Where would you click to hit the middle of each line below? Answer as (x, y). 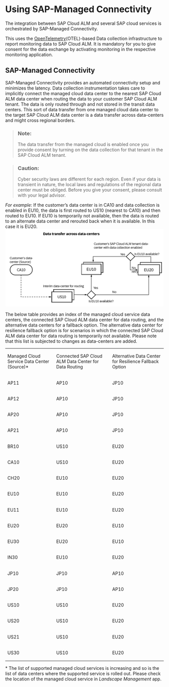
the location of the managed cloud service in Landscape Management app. (83, 679)
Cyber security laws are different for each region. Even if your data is (89, 179)
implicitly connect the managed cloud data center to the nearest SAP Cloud (83, 93)
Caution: (28, 168)
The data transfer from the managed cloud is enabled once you (83, 145)
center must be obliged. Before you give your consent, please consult (90, 190)
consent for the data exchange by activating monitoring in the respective (80, 49)
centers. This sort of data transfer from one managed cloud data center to (82, 109)
